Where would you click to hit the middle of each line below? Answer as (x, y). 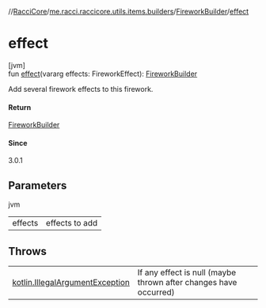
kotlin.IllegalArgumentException (71, 282)
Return (20, 107)
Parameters (38, 185)
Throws (28, 251)
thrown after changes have (187, 282)
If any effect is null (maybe (187, 272)
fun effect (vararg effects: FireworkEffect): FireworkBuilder (103, 74)
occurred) (156, 292)
